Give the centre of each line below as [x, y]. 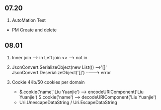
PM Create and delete [34, 30]
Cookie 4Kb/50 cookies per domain [48, 82]
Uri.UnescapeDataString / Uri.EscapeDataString [68, 102]
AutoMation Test [29, 20]
